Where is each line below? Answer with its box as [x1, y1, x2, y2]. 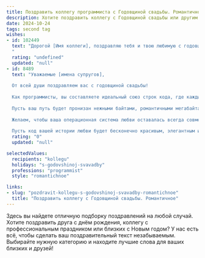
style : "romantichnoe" [12, 173, 70, 179]
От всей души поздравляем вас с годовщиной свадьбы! [12, 83, 149, 89]
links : [6, 184, 23, 190]
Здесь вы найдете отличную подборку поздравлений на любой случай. [6, 212, 193, 220]
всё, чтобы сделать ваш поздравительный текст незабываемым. [6, 231, 176, 238]
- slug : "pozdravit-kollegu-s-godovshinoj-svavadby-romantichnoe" [6, 190, 179, 196]
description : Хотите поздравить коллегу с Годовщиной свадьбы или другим [6, 15, 198, 21]
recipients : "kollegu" [12, 156, 70, 162]
